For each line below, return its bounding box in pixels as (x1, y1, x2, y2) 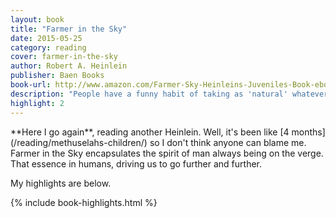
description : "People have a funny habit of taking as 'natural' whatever (10, 89, 329, 99)
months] (291, 126, 326, 138)
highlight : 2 (10, 98, 65, 108)
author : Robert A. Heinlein (10, 61, 128, 71)
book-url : (10, 80, 52, 90)
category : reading (10, 42, 87, 53)
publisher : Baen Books (10, 71, 105, 81)
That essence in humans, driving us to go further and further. (10, 157, 263, 170)
